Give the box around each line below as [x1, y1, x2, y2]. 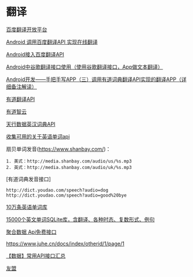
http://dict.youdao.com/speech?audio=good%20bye [6, 192, 127, 198]
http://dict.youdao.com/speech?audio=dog [6, 187, 109, 193]
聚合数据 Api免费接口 [6, 228, 57, 235]
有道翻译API [6, 95, 35, 103]
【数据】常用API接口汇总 [6, 252, 66, 259]
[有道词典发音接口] [6, 175, 51, 183]
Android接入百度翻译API [6, 50, 64, 58]
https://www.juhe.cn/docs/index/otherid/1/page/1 [6, 240, 125, 247]
